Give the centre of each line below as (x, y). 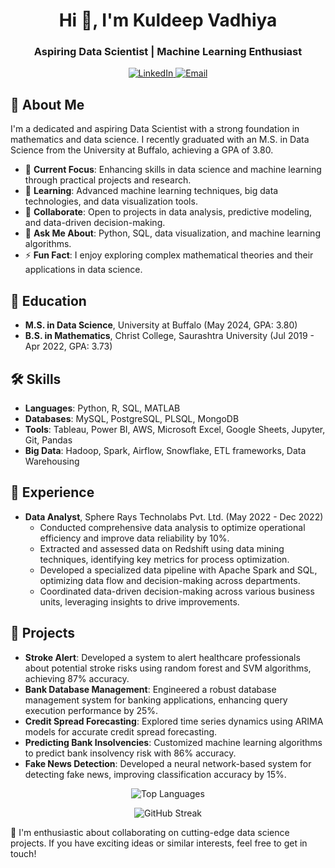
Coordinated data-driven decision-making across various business (177, 591)
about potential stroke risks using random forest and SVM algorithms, (168, 668)
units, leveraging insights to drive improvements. (139, 601)
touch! (23, 853)
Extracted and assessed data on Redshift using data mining (162, 548)
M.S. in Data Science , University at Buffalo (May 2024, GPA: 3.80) (161, 325)
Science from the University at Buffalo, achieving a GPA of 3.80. (142, 150)
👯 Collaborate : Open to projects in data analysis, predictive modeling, (168, 212)
